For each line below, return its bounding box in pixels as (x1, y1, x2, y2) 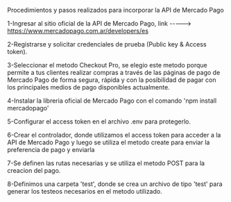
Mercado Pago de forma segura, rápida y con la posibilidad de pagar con (7, 76, 216, 84)
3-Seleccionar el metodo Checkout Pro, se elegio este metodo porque (7, 61, 207, 69)
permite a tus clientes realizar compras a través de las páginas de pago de (7, 69, 221, 76)
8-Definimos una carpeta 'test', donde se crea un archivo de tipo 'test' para (7, 180, 223, 188)
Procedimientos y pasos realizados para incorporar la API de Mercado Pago (7, 6, 224, 14)
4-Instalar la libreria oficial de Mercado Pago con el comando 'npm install (7, 96, 217, 105)
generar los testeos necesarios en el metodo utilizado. (7, 187, 162, 195)
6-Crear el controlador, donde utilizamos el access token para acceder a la (7, 131, 221, 139)
